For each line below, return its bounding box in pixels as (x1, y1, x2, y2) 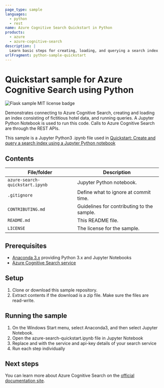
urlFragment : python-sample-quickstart (5, 52, 86, 58)
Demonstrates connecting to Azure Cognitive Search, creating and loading (5, 110, 155, 116)
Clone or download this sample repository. (12, 287, 98, 293)
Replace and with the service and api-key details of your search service (12, 340, 157, 346)
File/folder (27, 169, 53, 176)
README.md (7, 218, 30, 223)
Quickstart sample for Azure (5, 74, 123, 85)
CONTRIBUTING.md (7, 207, 45, 212)
